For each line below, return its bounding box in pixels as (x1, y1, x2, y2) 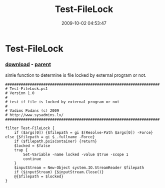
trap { (14, 148, 28, 153)
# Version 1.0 (5, 91, 35, 96)
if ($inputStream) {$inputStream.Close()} (14, 169, 104, 175)
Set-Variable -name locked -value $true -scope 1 (23, 152, 128, 157)
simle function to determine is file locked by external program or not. (5, 72, 146, 78)
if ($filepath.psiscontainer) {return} (14, 139, 97, 144)
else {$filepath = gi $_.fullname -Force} (5, 134, 95, 140)
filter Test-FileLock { (5, 126, 55, 131)
